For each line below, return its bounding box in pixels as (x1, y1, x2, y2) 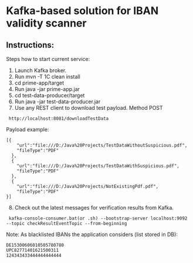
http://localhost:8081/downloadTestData (8, 116, 109, 122)
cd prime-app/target (14, 79, 65, 86)
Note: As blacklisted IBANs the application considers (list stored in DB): (6, 231, 178, 238)
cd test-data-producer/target (14, 92, 85, 99)
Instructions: (6, 40, 55, 50)
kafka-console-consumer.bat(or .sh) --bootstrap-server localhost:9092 (8, 215, 188, 221)
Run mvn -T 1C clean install (14, 73, 80, 80)
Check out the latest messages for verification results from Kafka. (14, 204, 174, 211)
